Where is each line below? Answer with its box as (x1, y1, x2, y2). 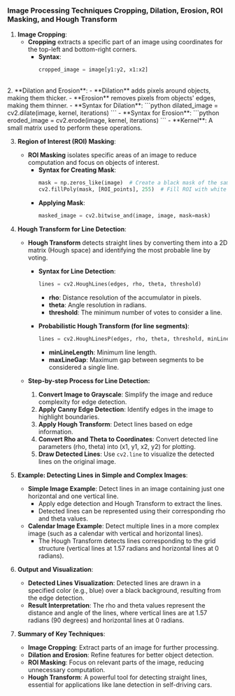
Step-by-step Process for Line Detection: (27, 376, 150, 384)
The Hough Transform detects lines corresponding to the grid (38, 536, 216, 545)
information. (38, 427, 73, 436)
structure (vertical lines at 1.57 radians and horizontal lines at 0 (38, 544, 219, 552)
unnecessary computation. (27, 665, 106, 674)
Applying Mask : (38, 199, 85, 207)
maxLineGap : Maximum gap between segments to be (48, 355, 204, 363)
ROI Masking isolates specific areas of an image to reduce (27, 151, 197, 159)
